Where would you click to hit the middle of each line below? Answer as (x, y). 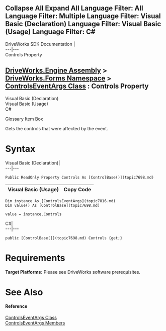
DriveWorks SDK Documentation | (40, 44)
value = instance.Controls (33, 214)
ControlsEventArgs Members (35, 323)
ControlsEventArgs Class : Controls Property (77, 86)
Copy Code (77, 189)
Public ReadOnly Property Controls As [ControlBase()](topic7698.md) (80, 177)
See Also (24, 292)
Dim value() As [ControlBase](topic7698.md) (53, 205)
